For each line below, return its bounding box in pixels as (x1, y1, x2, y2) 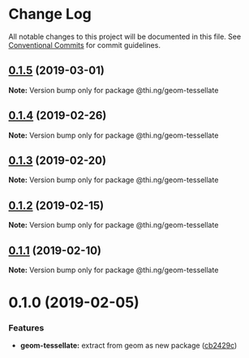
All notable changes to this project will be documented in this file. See (8, 32, 242, 41)
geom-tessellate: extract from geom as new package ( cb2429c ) (19, 341, 238, 351)
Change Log (8, 5, 92, 23)
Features (8, 322, 45, 334)
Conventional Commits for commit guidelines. (8, 40, 161, 49)
